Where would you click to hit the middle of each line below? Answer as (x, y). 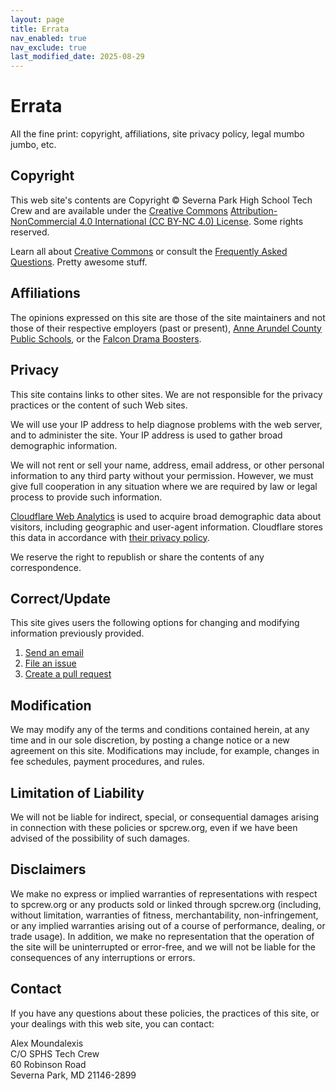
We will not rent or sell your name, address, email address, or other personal (167, 465)
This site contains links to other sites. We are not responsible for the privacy (166, 394)
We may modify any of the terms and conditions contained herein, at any (160, 730)
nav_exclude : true (48, 47)
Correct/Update (60, 598)
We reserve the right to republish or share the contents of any (137, 557)
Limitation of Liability (77, 792)
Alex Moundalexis (47, 1043)
